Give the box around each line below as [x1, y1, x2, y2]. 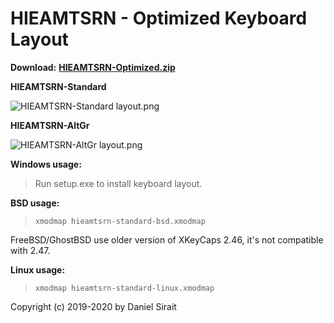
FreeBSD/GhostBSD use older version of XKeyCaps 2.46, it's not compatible [10, 233, 324, 246]
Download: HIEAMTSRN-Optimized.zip [10, 61, 176, 73]
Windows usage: [10, 158, 82, 170]
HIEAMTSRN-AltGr [10, 119, 90, 131]
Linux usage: [10, 263, 66, 276]
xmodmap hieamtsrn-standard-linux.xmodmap [34, 283, 215, 293]
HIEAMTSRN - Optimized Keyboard [10, 7, 308, 30]
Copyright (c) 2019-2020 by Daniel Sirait [10, 300, 177, 312]
